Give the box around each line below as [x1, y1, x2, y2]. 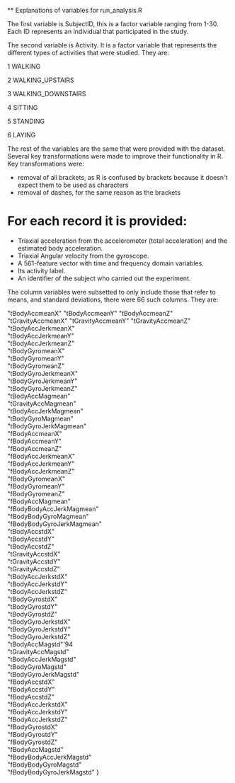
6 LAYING [7, 131, 36, 139]
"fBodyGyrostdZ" [7, 738, 58, 746]
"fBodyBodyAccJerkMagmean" [7, 504, 99, 513]
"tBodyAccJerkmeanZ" [7, 339, 75, 348]
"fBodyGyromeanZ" [7, 489, 65, 498]
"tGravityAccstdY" [7, 557, 61, 566]
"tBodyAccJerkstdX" [7, 572, 68, 581]
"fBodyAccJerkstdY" [7, 707, 69, 716]
